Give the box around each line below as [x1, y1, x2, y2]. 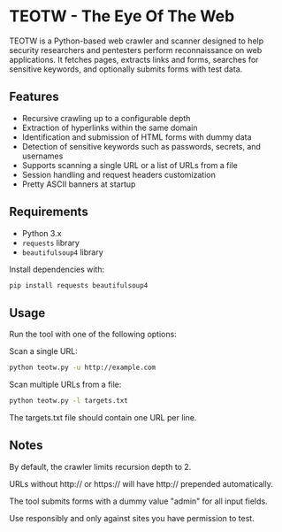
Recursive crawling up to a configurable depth [21, 112, 191, 123]
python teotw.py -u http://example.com [9, 363, 156, 373]
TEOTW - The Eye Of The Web [9, 6, 235, 27]
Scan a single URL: [9, 346, 78, 357]
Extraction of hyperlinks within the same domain [21, 122, 198, 133]
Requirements [9, 204, 88, 220]
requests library [21, 237, 80, 248]
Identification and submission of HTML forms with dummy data [21, 131, 252, 143]
